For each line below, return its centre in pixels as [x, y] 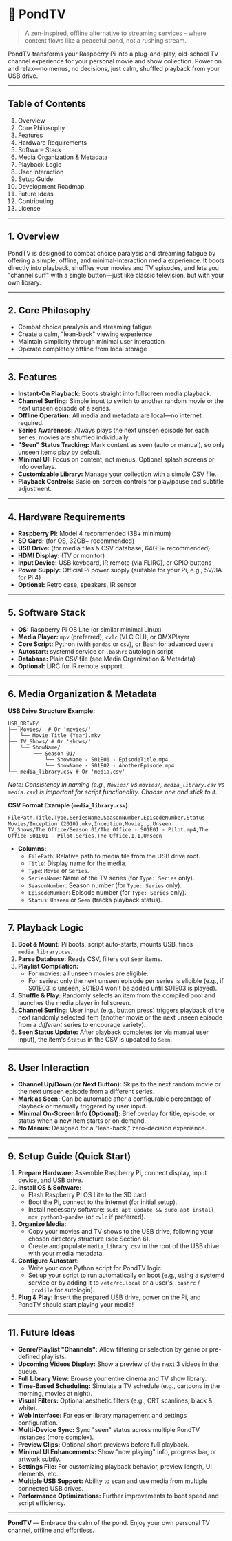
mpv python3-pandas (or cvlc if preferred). [87, 1217]
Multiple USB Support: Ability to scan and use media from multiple [113, 1481]
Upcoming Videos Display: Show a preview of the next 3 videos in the [118, 1364]
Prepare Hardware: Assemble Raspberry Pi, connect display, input [112, 1173]
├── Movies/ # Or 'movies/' [50, 730]
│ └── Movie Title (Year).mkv [54, 735]
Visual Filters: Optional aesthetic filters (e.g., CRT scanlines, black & [115, 1400]
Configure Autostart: [49, 1261]
